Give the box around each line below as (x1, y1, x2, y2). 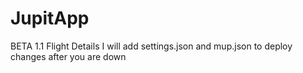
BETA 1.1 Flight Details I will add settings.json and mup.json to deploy (10, 40, 293, 52)
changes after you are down (10, 50, 127, 62)
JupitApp (10, 7, 90, 30)
